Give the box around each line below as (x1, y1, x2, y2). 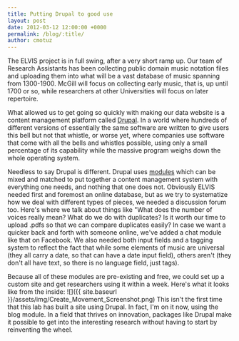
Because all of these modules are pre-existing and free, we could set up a (7, 273, 225, 281)
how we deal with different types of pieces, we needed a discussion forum (7, 198, 227, 207)
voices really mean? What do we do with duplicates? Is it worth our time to (7, 213, 226, 222)
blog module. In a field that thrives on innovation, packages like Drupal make (7, 310, 232, 319)
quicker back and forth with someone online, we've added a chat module (7, 228, 222, 237)
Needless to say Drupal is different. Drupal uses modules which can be (7, 168, 216, 176)
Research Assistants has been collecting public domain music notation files (7, 64, 229, 73)
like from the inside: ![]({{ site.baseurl (7, 287, 118, 296)
